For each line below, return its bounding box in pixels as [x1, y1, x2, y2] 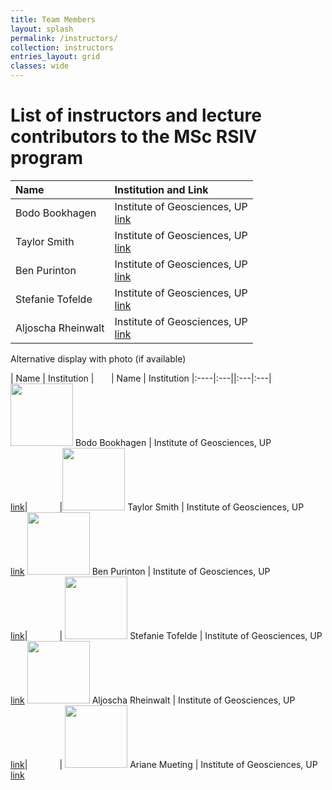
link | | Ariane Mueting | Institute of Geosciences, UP [10, 758, 318, 770]
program [10, 147, 84, 170]
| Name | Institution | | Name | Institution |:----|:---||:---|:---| [10, 372, 272, 384]
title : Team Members [10, 14, 97, 25]
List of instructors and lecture [10, 104, 262, 127]
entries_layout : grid [10, 52, 101, 62]
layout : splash [10, 24, 74, 34]
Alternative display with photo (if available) [10, 352, 187, 365]
